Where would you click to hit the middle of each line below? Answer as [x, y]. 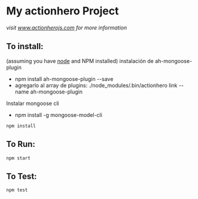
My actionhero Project [63, 11]
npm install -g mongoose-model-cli [59, 114]
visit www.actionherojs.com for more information [67, 28]
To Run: [21, 144]
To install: [25, 46]
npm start [19, 158]
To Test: [22, 176]
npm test [17, 190]
